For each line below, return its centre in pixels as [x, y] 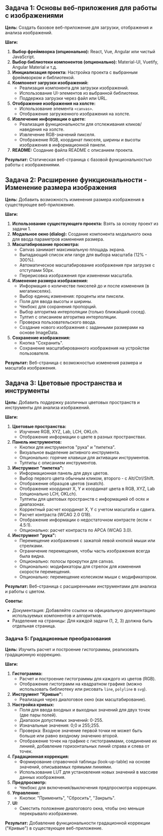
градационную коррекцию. [33, 654]
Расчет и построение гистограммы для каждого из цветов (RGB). [88, 678]
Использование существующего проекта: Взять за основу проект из [85, 224]
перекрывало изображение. [49, 813]
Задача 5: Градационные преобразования [58, 639]
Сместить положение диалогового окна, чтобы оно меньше [82, 808]
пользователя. [34, 353]
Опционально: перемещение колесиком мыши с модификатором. [88, 577]
